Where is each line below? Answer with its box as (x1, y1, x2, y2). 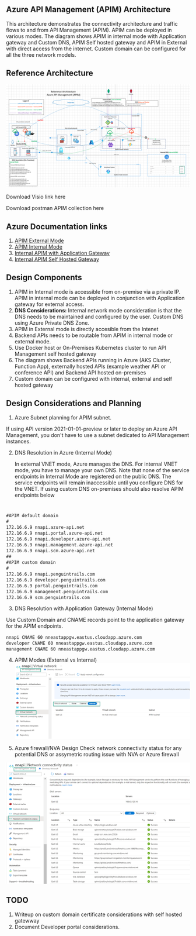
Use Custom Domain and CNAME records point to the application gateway (6, 616, 185, 623)
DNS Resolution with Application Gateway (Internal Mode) (14, 605, 153, 612)
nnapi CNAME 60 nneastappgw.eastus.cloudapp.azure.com (6, 634, 142, 640)
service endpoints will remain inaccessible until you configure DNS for (14, 479, 184, 486)
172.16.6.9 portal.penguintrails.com (6, 583, 98, 589)
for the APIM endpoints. (6, 622, 63, 629)
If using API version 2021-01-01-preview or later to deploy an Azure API (6, 425, 177, 432)
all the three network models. (6, 51, 76, 58)
